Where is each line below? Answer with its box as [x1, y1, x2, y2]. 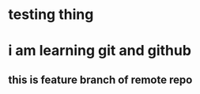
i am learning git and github [8, 42, 192, 60]
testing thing [8, 6, 94, 24]
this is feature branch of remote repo [8, 73, 193, 86]
